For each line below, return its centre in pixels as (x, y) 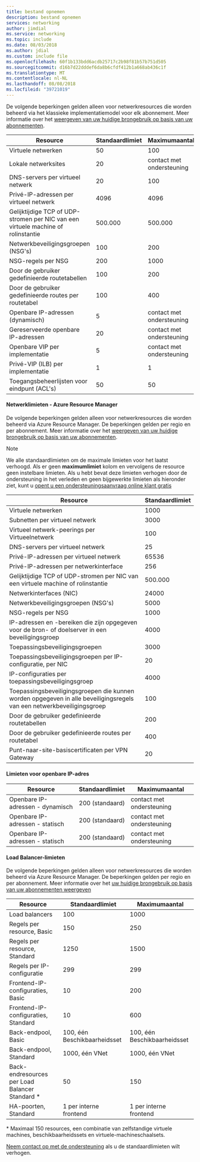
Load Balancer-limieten (36, 857)
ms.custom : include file (37, 56)
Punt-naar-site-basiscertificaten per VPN (68, 750)
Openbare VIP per (34, 347)
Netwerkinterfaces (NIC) (44, 593)
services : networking (33, 23)
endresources (29, 1074)
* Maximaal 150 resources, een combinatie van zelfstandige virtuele (89, 1129)
